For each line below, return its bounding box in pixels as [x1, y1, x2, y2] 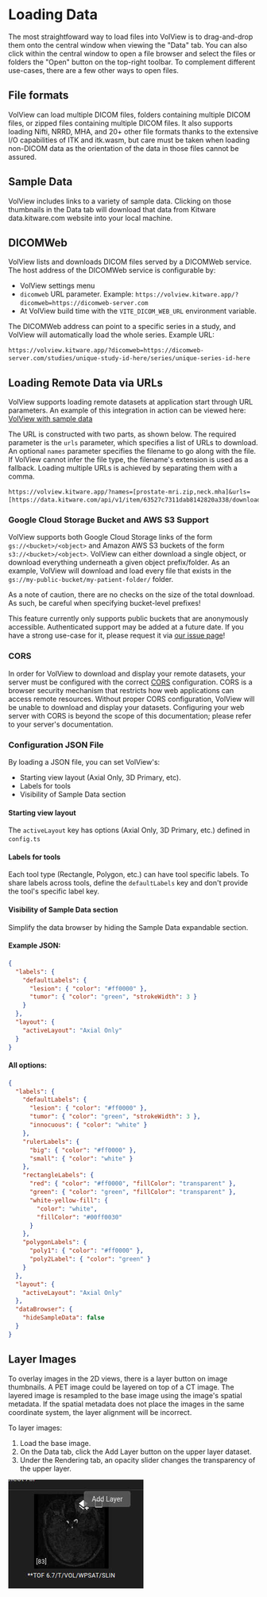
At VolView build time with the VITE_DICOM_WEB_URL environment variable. [19, 306, 257, 316]
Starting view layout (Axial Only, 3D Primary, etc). [19, 773, 181, 782]
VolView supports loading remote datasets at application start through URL [8, 397, 253, 407]
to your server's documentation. [8, 719, 114, 729]
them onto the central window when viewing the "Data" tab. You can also [8, 40, 248, 49]
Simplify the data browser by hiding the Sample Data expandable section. [8, 922, 249, 932]
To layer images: [8, 1423, 62, 1432]
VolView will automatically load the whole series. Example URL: [8, 330, 215, 339]
